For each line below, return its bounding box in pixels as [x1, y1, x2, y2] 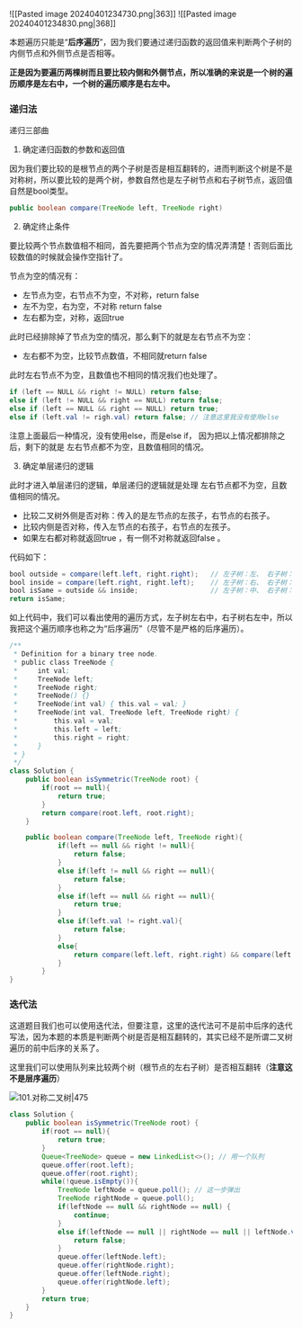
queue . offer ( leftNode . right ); [57, 1270, 171, 1279]
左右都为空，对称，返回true [22, 312, 125, 323]
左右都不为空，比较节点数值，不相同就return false [22, 351, 208, 362]
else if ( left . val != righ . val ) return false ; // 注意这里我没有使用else [9, 412, 280, 422]
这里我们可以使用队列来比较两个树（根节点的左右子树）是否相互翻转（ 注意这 [9, 1062, 293, 1072]
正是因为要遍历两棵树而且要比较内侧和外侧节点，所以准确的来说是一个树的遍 [9, 67, 293, 77]
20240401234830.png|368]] [9, 18, 117, 29]
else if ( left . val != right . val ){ [57, 917, 182, 926]
